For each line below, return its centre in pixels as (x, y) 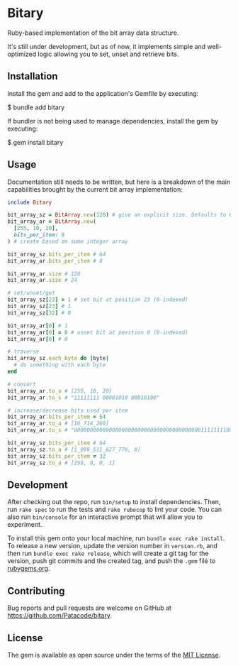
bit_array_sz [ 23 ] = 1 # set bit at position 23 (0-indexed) (98, 300)
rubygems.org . (29, 569)
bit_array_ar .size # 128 (44, 274)
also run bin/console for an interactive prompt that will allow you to (105, 517)
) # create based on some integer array (68, 241)
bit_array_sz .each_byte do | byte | (58, 359)
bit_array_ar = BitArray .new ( (52, 222)
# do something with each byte (60, 365)
